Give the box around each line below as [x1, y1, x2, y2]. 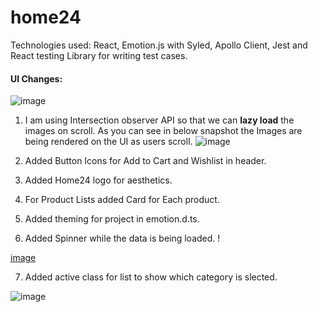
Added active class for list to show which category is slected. [24, 271, 278, 283]
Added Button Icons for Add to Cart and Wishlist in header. [24, 155, 267, 167]
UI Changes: [10, 72, 63, 85]
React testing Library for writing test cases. [10, 49, 188, 61]
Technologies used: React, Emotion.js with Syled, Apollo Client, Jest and [10, 39, 308, 51]
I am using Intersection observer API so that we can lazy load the [24, 114, 295, 126]
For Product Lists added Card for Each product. [24, 194, 220, 206]
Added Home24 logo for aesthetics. [24, 174, 173, 186]
